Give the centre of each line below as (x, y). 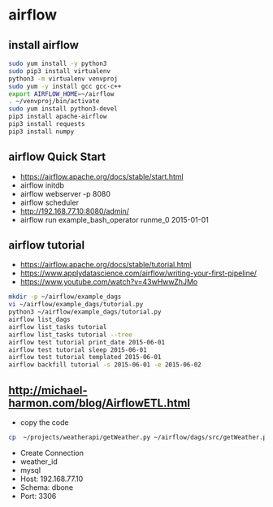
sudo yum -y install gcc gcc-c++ (65, 86)
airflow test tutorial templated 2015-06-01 (85, 357)
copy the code (44, 422)
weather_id (39, 461)
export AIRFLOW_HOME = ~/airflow (61, 94)
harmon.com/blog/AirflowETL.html (100, 403)
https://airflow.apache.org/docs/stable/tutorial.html (106, 265)
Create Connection (52, 453)
